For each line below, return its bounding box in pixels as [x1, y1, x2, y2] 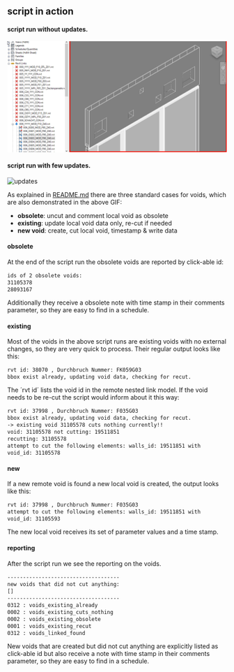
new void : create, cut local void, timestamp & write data [17, 226, 178, 235]
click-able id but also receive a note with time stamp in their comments [7, 649, 210, 657]
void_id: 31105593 [7, 516, 61, 523]
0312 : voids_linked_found [7, 629, 86, 636]
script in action [7, 6, 74, 17]
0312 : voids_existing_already [7, 601, 98, 608]
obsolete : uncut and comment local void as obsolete [17, 211, 169, 219]
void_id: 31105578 [7, 450, 61, 457]
